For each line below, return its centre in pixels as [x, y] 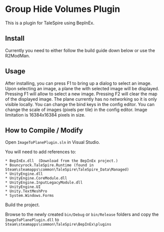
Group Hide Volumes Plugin [62, 9]
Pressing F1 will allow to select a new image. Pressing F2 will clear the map [81, 94]
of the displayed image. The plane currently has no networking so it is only [81, 99]
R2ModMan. [18, 56]
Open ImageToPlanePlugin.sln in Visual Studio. [53, 142]
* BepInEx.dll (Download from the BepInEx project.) [62, 161]
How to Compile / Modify [44, 130]
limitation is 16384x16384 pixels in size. [45, 115]
